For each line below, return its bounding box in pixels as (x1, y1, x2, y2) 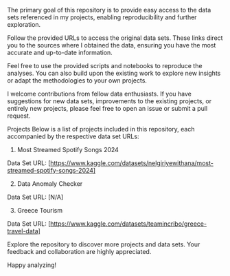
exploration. (7, 21, 41, 28)
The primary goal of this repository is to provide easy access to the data (7, 6, 211, 14)
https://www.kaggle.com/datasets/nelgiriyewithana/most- (50, 159, 214, 167)
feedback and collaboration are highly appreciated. (7, 248, 152, 255)
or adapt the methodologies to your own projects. (7, 76, 148, 85)
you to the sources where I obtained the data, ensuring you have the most (7, 41, 216, 49)
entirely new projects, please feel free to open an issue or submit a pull (7, 105, 208, 112)
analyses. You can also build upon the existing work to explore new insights (7, 69, 221, 77)
